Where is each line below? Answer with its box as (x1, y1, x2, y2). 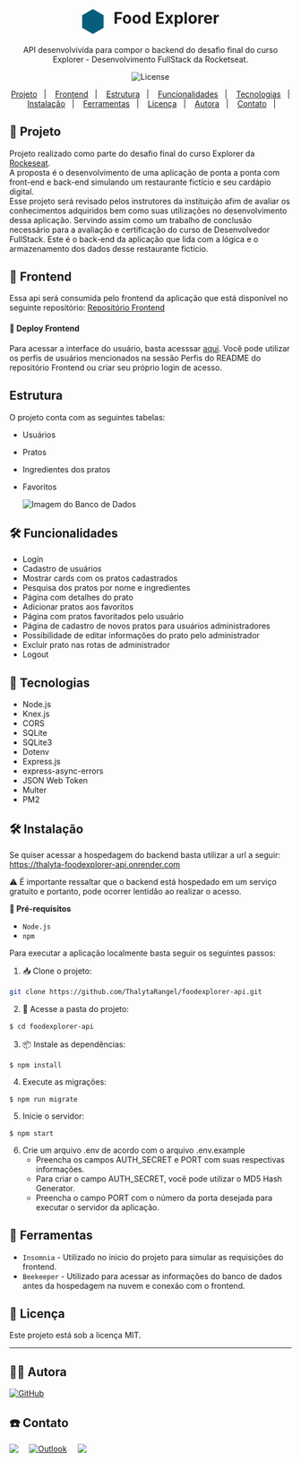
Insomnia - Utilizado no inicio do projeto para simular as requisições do (21, 1251, 284, 1262)
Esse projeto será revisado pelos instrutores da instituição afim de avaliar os (9, 195, 291, 206)
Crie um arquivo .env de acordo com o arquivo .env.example (21, 1145, 245, 1155)
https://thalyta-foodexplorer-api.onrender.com (9, 859, 181, 869)
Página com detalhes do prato (21, 592, 134, 603)
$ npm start (9, 1129, 54, 1138)
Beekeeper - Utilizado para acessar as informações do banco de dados (21, 1270, 282, 1281)
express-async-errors (21, 766, 104, 776)
